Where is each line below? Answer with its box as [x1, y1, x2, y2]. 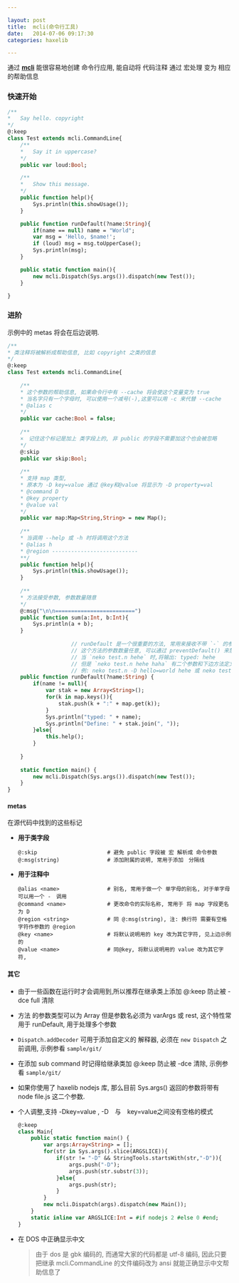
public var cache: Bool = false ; [20, 415, 116, 423]
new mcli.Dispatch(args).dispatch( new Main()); [43, 1201, 187, 1208]
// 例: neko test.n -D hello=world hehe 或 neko [70, 667, 216, 674]
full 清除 [31, 996, 55, 1004]
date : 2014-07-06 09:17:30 [7, 30, 94, 37]
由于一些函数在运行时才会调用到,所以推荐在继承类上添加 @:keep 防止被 [17, 986, 226, 995]
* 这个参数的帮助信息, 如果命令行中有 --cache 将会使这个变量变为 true [20, 388, 210, 396]
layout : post [7, 16, 46, 24]
